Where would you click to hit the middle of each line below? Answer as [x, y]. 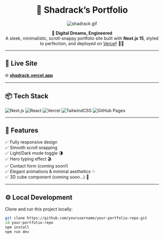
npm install [17, 227]
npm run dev [17, 232]
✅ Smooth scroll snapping [31, 148]
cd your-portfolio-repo [29, 223]
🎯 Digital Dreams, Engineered [82, 33]
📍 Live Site [21, 63]
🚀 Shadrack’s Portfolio [82, 10]
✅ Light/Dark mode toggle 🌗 [34, 153]
